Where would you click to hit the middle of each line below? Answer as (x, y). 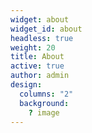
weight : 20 (33, 47)
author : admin (40, 76)
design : (26, 85)
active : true (37, 66)
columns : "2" (46, 94)
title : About (37, 57)
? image (44, 112)
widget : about (40, 19)
